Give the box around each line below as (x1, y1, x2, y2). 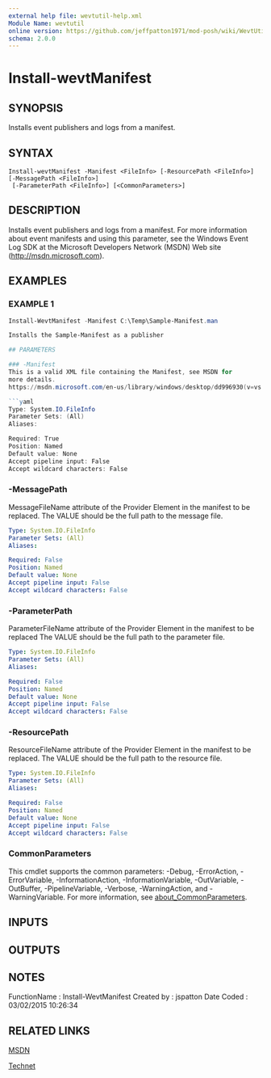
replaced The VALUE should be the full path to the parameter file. (8, 632, 226, 642)
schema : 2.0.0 (8, 34, 56, 43)
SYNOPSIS (8, 101, 64, 115)
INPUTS (8, 916, 48, 929)
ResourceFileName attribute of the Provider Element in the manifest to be (8, 745, 252, 755)
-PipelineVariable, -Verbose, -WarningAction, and (44, 883, 208, 893)
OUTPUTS (8, 943, 60, 957)
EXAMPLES (8, 274, 67, 288)
